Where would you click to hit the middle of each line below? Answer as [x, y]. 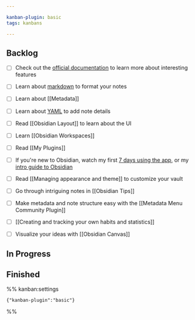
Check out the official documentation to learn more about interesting [101, 68]
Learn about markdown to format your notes [71, 87]
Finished [23, 275]
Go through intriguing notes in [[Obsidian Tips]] [75, 191]
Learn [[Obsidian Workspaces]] [55, 136]
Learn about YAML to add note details [63, 111]
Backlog [22, 53]
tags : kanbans [24, 23]
